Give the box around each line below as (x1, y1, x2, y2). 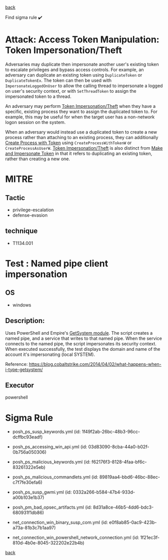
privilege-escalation (12, 207, 54, 213)
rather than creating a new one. (5, 156, 70, 162)
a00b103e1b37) (12, 494, 45, 501)
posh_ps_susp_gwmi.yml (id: (12, 489, 72, 495)
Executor (5, 381, 34, 390)
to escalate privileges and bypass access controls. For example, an (5, 67, 144, 73)
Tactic (5, 194, 25, 202)
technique (5, 227, 38, 235)
